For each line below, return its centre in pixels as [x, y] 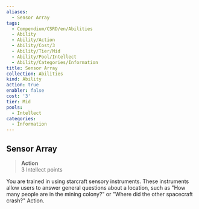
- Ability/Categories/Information [55, 62]
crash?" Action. [25, 201]
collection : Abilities [35, 74]
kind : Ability [24, 79]
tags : [13, 23]
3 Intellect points [42, 169]
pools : [14, 107]
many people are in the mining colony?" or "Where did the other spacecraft [99, 194]
